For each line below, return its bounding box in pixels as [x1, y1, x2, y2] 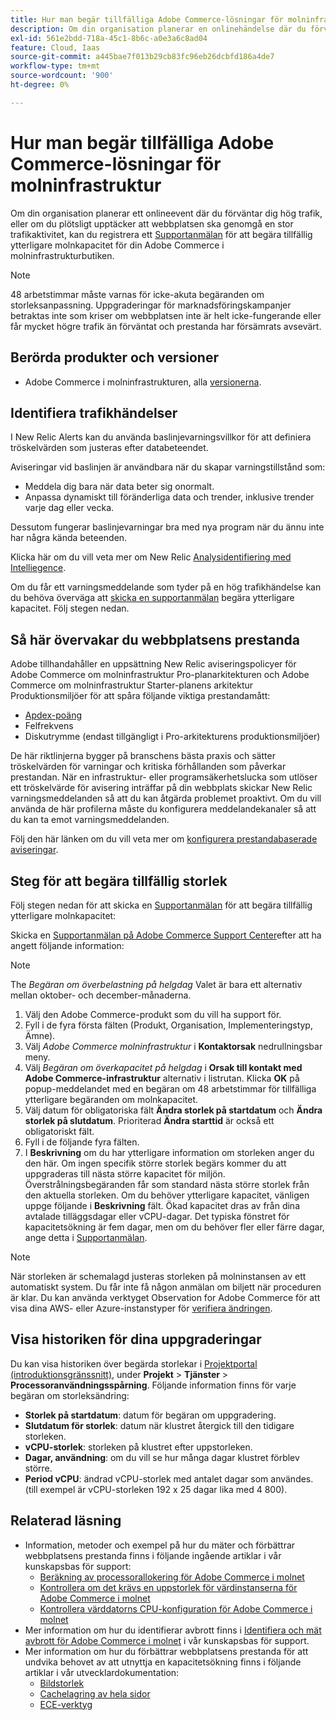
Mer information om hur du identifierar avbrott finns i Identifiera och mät [24, 1624, 322, 1636]
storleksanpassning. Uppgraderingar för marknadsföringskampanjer [10, 299, 292, 311]
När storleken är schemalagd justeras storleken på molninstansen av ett [10, 1270, 307, 1282]
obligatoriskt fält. [24, 1125, 95, 1137]
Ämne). [24, 1029, 56, 1041]
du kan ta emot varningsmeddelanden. [10, 814, 170, 826]
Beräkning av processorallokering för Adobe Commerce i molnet [39, 1571, 305, 1583]
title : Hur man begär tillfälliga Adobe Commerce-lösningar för [10, 14, 284, 25]
